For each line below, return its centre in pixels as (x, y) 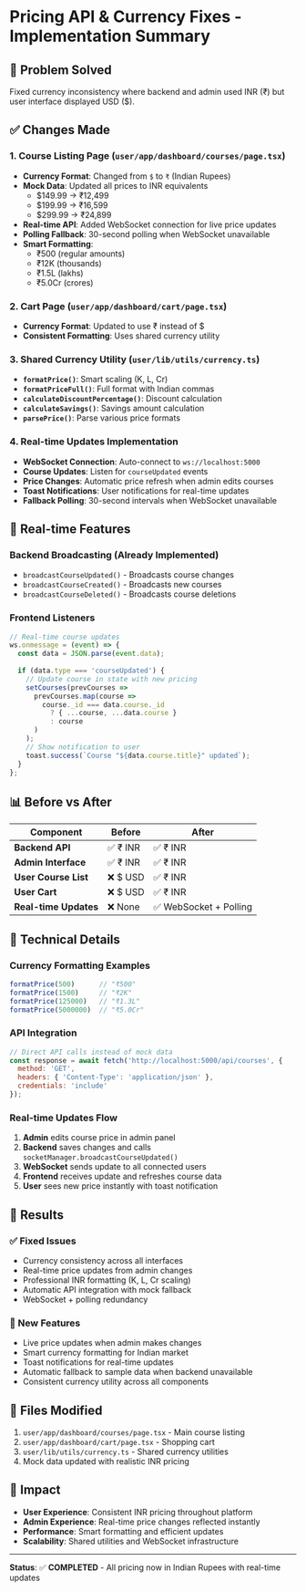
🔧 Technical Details (65, 939)
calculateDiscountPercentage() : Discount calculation (122, 399)
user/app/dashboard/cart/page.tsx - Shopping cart (119, 1442)
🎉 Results (36, 1215)
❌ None (123, 907)
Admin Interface (50, 862)
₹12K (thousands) (69, 263)
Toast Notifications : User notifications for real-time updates (136, 491)
